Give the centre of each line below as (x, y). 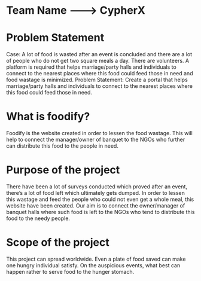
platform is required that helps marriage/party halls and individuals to (91, 67)
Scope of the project (58, 242)
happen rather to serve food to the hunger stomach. (70, 271)
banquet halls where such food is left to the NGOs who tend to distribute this (100, 212)
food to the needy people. (38, 218)
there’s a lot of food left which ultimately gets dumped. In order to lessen (96, 193)
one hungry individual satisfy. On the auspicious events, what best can (93, 265)
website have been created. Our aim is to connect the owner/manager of (96, 206)
